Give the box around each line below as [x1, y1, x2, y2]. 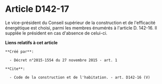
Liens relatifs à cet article [5, 39, 58, 45]
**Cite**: [5, 66, 26, 71]
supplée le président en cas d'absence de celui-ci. [5, 30, 108, 36]
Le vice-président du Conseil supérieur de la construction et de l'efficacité [5, 20, 156, 26]
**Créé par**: [5, 49, 34, 54]
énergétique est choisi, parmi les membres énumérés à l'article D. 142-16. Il [5, 25, 157, 30]
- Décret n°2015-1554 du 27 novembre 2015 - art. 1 [9, 57, 118, 62]
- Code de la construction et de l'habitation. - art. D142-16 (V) [9, 75, 151, 80]
